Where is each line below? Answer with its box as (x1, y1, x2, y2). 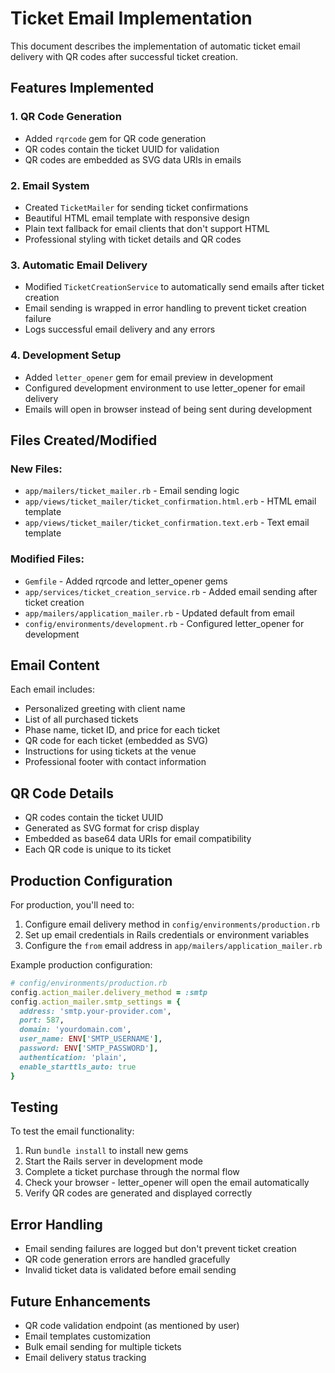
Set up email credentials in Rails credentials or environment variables (24, 928, 310, 941)
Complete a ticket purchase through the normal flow (24, 1166, 240, 1178)
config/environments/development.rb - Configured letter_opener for (24, 617, 305, 629)
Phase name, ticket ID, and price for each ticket (24, 724, 221, 736)
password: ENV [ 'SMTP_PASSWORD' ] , (19, 1043, 159, 1054)
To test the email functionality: (10, 1125, 135, 1137)
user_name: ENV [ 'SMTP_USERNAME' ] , (19, 1034, 163, 1044)
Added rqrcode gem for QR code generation (24, 132, 207, 144)
